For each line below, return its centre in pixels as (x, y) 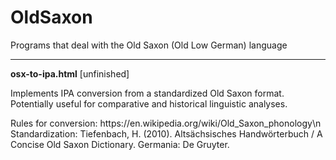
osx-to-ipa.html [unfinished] (70, 73)
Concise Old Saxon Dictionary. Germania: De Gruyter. (120, 144)
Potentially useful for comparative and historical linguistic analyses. (149, 103)
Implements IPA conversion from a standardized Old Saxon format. (147, 93)
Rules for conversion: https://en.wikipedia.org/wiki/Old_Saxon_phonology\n (166, 123)
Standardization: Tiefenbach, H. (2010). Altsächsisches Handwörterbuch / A (166, 133)
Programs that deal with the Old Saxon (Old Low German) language (149, 45)
